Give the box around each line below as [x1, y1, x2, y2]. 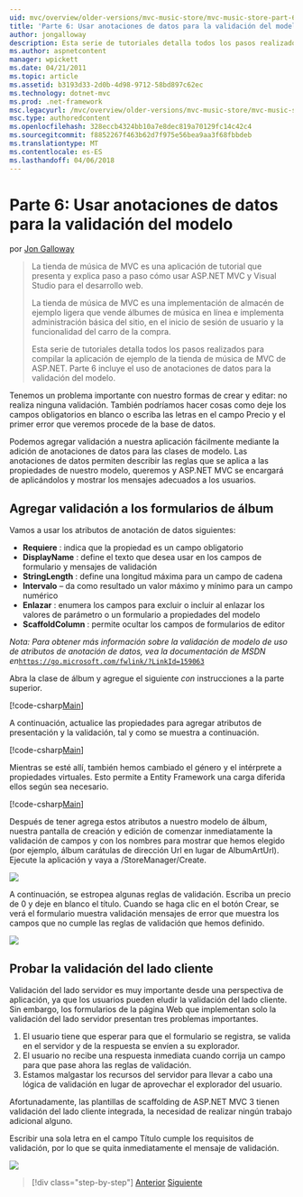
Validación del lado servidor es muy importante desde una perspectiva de [9, 985, 284, 996]
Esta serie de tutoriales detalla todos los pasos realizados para [31, 344, 264, 354]
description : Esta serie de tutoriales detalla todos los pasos [9, 38, 256, 48]
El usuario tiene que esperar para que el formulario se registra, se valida [22, 1031, 291, 1042]
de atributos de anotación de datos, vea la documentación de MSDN [9, 646, 266, 657]
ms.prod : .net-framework [9, 97, 103, 106]
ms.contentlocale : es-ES [9, 147, 103, 156]
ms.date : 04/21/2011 [9, 64, 87, 73]
